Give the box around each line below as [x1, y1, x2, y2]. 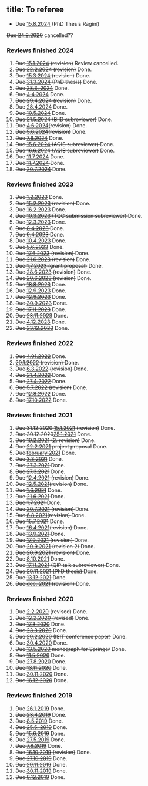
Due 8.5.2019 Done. [15, 717, 63, 724]
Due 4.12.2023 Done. [15, 318, 66, 325]
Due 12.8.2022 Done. [15, 390, 66, 397]
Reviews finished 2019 [6, 691, 73, 700]
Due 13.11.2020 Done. [15, 664, 68, 672]
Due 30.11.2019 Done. [15, 767, 68, 774]
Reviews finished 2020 [6, 595, 74, 603]
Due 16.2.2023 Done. [15, 206, 67, 213]
